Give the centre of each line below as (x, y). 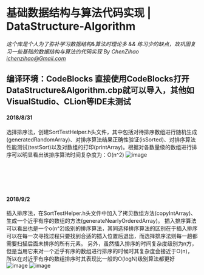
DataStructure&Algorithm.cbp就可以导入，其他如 (100, 90)
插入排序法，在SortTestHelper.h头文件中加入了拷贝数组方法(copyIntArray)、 (101, 213)
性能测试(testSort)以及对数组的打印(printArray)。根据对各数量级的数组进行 (99, 147)
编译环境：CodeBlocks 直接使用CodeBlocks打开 (98, 79)
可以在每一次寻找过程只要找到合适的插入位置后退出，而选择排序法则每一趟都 (102, 236)
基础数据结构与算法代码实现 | (79, 13)
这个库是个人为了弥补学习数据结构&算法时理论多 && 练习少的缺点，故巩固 (98, 44)
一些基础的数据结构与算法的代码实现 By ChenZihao (75, 51)
